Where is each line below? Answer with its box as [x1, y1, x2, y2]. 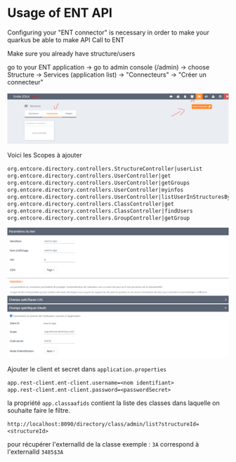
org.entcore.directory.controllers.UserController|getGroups [7, 179, 190, 187]
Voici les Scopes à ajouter [7, 151, 82, 160]
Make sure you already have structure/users [7, 49, 136, 58]
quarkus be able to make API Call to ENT [7, 35, 125, 44]
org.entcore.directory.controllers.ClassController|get [7, 200, 174, 208]
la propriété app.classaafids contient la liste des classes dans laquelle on [7, 399, 220, 407]
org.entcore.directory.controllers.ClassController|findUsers [7, 207, 193, 215]
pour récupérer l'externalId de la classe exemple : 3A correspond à [7, 439, 199, 448]
